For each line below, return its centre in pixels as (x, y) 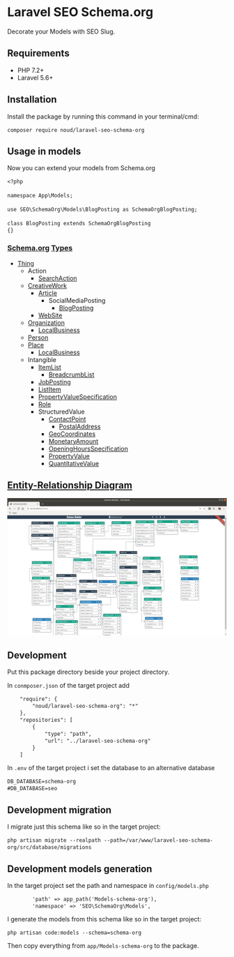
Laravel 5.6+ (35, 77)
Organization (46, 322)
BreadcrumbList (71, 375)
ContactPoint (67, 419)
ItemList (49, 367)
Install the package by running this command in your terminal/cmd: (103, 116)
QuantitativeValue (74, 463)
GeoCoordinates (72, 434)
